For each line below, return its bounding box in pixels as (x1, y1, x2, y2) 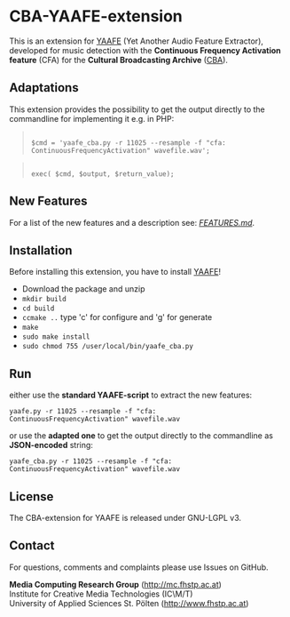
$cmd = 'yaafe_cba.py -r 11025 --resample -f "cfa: (30, 138, 226, 148)
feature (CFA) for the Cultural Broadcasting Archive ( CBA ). (9, 54, 229, 65)
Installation (9, 243, 73, 258)
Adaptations (9, 80, 79, 95)
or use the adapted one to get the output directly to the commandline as (9, 430, 273, 441)
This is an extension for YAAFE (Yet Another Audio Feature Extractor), (9, 36, 264, 46)
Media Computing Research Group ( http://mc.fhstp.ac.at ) (9, 579, 222, 589)
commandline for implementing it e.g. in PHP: (9, 113, 175, 124)
